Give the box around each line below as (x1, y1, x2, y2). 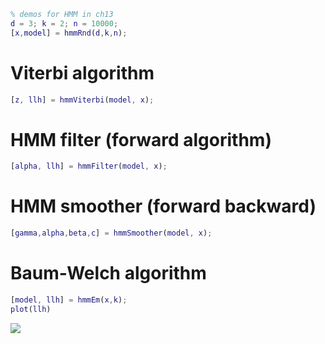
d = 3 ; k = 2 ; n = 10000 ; (10, 18, 119, 29)
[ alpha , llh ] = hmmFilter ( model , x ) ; (10, 161, 168, 172)
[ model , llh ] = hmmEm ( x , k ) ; (10, 295, 128, 305)
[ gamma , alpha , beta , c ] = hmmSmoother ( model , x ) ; (10, 228, 213, 239)
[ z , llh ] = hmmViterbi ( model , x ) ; (10, 95, 155, 105)
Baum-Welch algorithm (10, 262, 207, 285)
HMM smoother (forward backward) (10, 195, 317, 218)
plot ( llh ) (10, 304, 52, 314)
